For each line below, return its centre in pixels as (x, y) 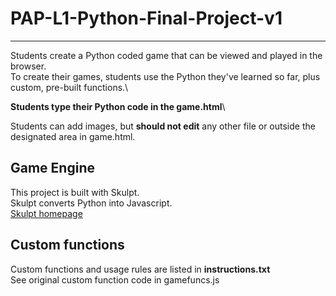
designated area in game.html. (73, 136)
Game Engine (52, 168)
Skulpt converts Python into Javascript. (91, 203)
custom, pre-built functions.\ (69, 87)
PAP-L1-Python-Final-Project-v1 (146, 18)
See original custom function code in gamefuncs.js (115, 279)
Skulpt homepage (46, 213)
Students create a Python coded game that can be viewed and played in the (166, 55)
